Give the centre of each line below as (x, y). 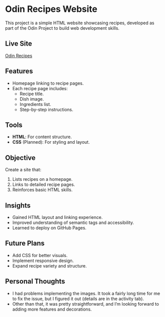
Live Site (19, 44)
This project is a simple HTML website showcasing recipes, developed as (80, 23)
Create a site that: (23, 170)
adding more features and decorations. (52, 309)
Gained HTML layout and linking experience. (57, 217)
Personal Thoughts (35, 282)
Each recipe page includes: (40, 88)
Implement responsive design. (43, 261)
